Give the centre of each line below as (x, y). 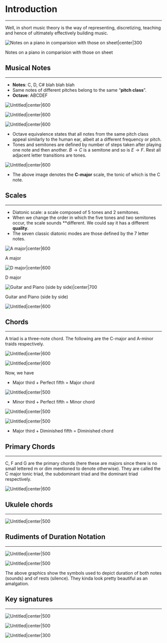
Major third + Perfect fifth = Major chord (53, 383)
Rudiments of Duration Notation (55, 537)
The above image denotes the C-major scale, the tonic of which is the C (86, 174)
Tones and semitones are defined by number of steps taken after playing (87, 144)
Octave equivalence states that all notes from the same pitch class (80, 134)
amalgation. (17, 583)
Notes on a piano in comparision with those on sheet (59, 52)
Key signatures (29, 599)
